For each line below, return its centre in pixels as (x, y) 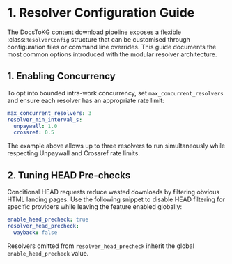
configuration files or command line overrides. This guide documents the (112, 47)
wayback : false (36, 232)
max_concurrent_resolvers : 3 (49, 113)
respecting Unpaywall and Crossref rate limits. (74, 153)
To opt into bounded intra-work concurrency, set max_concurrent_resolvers (116, 93)
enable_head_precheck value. (48, 253)
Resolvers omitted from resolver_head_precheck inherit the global (101, 246)
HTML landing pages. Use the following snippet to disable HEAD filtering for (116, 199)
